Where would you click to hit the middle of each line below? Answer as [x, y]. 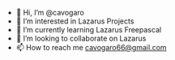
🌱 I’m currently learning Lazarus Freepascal [89, 30]
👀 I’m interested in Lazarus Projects [75, 21]
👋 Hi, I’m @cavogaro [50, 13]
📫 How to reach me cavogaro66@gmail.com [92, 47]
